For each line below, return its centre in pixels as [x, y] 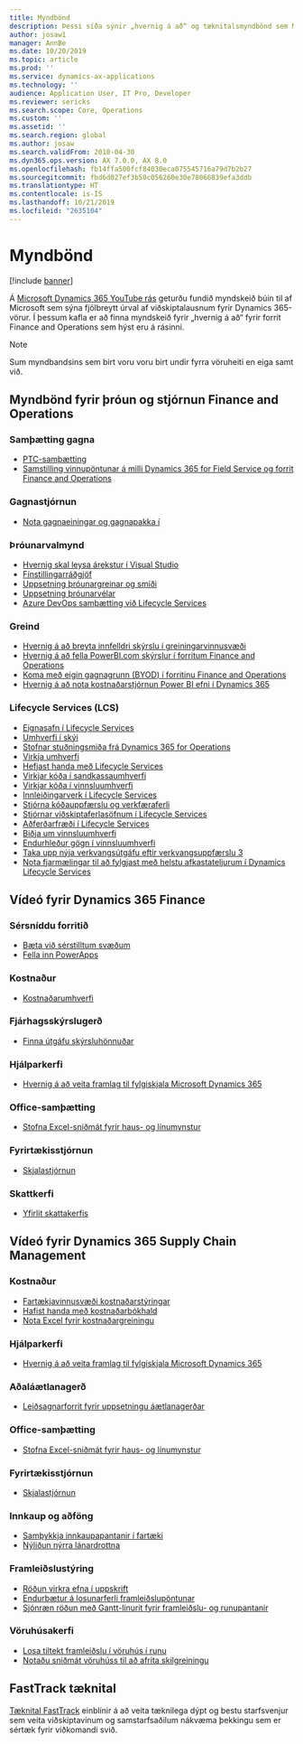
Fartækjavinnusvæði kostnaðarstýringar [96, 1301]
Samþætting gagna [52, 439]
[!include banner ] [41, 280]
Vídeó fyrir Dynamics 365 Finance [107, 900]
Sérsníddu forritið [49, 925]
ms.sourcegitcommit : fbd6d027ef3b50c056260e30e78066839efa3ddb [131, 177]
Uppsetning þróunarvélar [69, 593]
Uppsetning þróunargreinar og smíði [90, 583]
